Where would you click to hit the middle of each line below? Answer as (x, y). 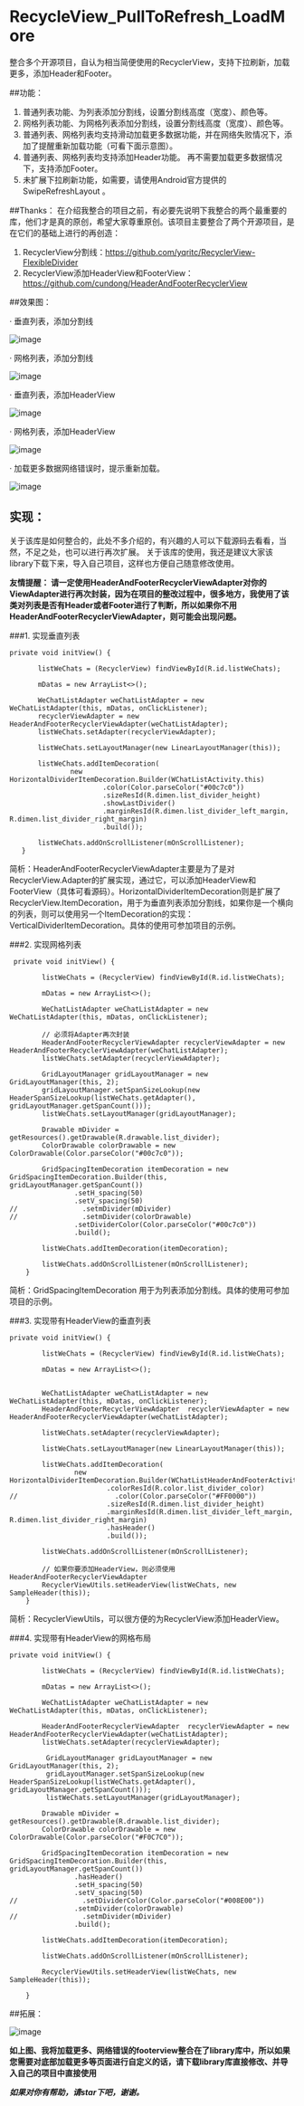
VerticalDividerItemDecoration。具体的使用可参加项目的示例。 (125, 925)
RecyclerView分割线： (64, 252)
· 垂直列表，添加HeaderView (62, 395)
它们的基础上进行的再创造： (68, 233)
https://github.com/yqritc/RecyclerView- (180, 252)
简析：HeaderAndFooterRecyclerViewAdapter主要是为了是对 (122, 868)
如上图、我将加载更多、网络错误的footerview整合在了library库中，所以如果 (150, 2050)
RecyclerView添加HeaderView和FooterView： (108, 272)
